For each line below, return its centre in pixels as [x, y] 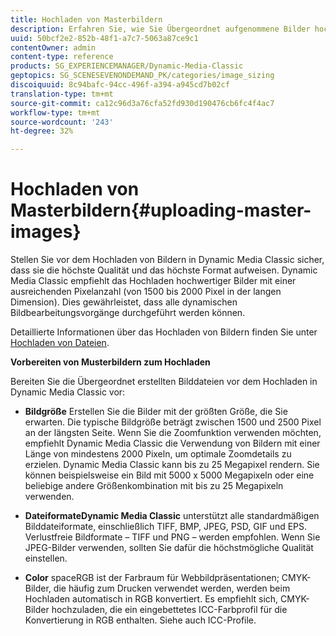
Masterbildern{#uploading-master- [161, 210]
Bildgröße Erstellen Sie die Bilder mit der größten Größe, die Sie [156, 412]
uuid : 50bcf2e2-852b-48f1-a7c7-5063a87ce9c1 [104, 38]
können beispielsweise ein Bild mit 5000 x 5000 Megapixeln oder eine [169, 475]
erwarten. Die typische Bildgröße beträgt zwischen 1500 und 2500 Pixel [173, 422]
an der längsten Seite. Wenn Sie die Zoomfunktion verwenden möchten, [173, 433]
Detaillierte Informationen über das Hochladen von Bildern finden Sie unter [164, 332]
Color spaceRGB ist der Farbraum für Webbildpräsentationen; [152, 578]
